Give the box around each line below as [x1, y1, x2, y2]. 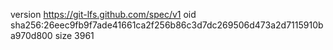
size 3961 [54, 30, 95, 41]
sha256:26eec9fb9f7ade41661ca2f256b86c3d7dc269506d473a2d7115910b [10, 19, 324, 31]
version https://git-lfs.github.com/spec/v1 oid [10, 9, 197, 20]
